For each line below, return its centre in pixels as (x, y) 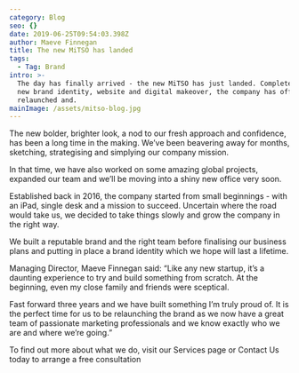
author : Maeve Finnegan (53, 42)
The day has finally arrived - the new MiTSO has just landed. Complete (155, 83)
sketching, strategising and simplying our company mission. (119, 153)
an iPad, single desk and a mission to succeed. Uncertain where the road (143, 206)
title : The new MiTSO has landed (71, 51)
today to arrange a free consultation (75, 360)
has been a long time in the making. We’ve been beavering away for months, (149, 143)
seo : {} (24, 26)
